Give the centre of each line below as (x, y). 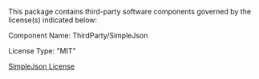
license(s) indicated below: (53, 20)
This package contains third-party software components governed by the (129, 12)
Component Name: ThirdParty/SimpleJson (78, 36)
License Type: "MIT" (42, 51)
